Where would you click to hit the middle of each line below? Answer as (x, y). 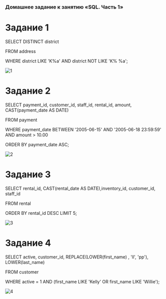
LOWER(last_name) (25, 262)
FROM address (20, 51)
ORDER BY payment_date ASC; (37, 144)
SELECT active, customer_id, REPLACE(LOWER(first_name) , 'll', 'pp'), (77, 257)
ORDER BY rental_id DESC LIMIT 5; (41, 213)
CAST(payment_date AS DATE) (37, 110)
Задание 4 (28, 243)
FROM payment (21, 120)
